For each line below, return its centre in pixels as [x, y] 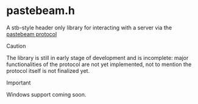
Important [19, 83]
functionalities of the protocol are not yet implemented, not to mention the [99, 64]
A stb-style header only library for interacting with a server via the [89, 28]
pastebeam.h [41, 11]
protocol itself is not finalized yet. [48, 70]
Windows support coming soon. [46, 94]
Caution [16, 46]
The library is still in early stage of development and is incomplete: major [97, 58]
